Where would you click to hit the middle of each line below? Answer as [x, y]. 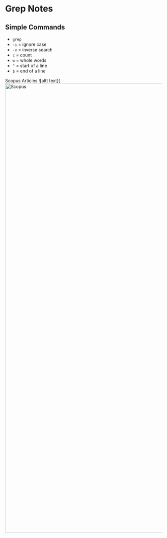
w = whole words [29, 60]
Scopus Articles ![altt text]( [33, 81]
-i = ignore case [29, 44]
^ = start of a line [30, 66]
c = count [22, 55]
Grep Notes [29, 9]
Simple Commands [35, 27]
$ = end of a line [29, 71]
